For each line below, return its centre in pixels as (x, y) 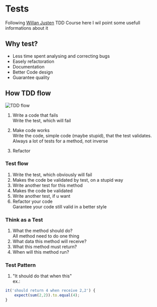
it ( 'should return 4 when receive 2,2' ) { (50, 291)
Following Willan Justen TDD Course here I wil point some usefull (73, 23)
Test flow (17, 164)
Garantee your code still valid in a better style (60, 206)
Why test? (22, 44)
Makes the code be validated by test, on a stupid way (68, 180)
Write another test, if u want (41, 196)
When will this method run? (41, 252)
